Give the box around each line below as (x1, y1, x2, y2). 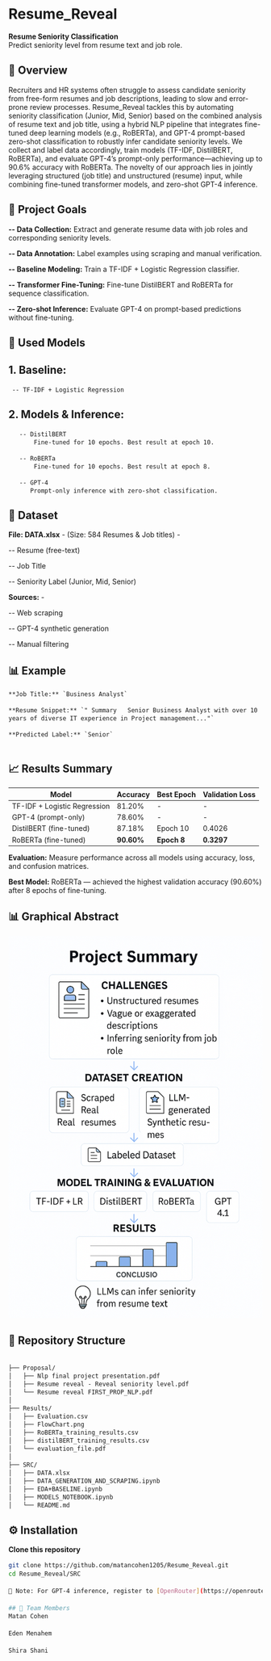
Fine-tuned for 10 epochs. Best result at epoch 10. (33, 438, 215, 447)
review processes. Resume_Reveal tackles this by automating (29, 102, 234, 111)
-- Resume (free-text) (8, 546, 81, 556)
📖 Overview (8, 64, 68, 78)
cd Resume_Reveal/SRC (8, 1570, 81, 1579)
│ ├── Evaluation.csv (8, 1412, 89, 1421)
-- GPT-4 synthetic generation (8, 623, 110, 634)
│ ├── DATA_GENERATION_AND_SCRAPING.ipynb (8, 1477, 161, 1486)
